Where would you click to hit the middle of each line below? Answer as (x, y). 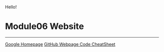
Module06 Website (45, 26)
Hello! (11, 7)
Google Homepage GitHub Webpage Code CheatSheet (60, 44)
